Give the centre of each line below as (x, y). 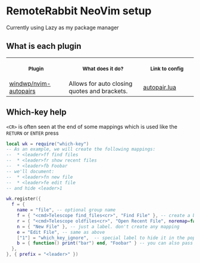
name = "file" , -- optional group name (66, 210)
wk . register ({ (24, 199)
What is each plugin (44, 46)
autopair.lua (160, 87)
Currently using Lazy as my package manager (62, 27)
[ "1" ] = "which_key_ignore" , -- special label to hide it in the (101, 238)
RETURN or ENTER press (32, 133)
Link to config (167, 69)
